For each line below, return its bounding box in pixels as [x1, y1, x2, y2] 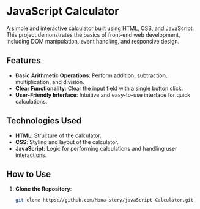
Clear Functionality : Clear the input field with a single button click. [15, 85, 183, 92]
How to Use [6, 169, 51, 179]
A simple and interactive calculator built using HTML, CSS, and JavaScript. [6, 25, 194, 32]
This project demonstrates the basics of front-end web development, [6, 31, 180, 38]
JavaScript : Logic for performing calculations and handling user [15, 145, 177, 152]
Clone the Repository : [15, 185, 72, 192]
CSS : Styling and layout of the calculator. [15, 138, 119, 145]
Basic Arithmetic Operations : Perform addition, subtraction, [15, 72, 168, 79]
